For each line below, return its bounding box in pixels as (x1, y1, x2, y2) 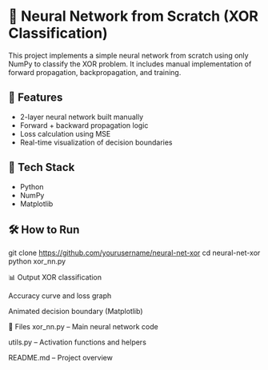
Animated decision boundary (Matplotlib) (8, 307, 143, 316)
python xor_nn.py (8, 257, 66, 266)
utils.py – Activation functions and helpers (8, 337, 146, 347)
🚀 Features (8, 91, 63, 105)
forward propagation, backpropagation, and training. (8, 67, 182, 77)
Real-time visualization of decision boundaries (19, 137, 173, 147)
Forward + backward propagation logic (19, 120, 149, 130)
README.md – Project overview (8, 353, 114, 363)
